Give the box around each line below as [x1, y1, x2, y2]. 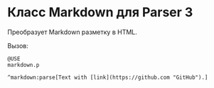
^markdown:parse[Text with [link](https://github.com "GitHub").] [7, 74, 208, 81]
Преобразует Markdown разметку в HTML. [7, 28, 137, 36]
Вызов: [7, 41, 28, 50]
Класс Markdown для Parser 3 [7, 4, 193, 21]
